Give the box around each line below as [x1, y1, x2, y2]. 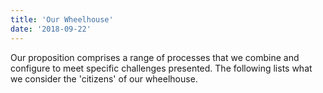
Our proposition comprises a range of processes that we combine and [10, 51, 300, 63]
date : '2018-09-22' [10, 24, 92, 34]
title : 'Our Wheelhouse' [10, 14, 114, 25]
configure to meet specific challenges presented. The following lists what [10, 62, 313, 74]
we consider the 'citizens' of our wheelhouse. [10, 72, 198, 85]
